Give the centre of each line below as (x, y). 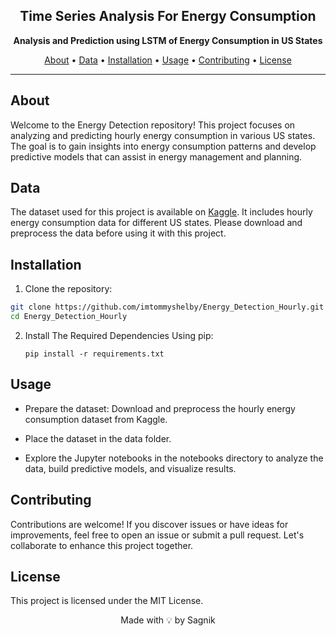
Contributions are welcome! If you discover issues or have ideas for (149, 524)
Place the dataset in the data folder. (98, 438)
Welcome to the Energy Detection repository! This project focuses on (153, 125)
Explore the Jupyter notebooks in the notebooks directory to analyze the (174, 458)
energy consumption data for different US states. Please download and (156, 223)
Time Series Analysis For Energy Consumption (168, 16)
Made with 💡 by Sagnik (168, 620)
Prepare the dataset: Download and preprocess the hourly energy (160, 408)
